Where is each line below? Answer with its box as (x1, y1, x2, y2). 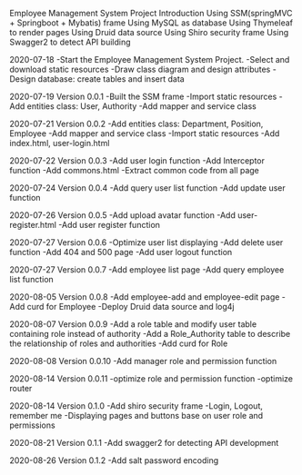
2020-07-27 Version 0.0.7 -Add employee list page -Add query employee (9, 264, 285, 275)
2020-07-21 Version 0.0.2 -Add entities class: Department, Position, (9, 118, 264, 129)
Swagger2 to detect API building (9, 36, 131, 47)
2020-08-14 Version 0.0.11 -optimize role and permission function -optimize (9, 373, 294, 384)
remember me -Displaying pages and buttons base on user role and (9, 411, 264, 421)
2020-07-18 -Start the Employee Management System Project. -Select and (9, 54, 290, 64)
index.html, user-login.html (9, 138, 110, 148)
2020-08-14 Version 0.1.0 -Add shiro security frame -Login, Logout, (9, 401, 264, 411)
